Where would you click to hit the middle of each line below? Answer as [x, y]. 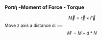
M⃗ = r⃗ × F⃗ [82, 18]
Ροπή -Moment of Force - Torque [44, 7]
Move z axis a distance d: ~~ [34, 25]
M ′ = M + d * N [82, 33]
